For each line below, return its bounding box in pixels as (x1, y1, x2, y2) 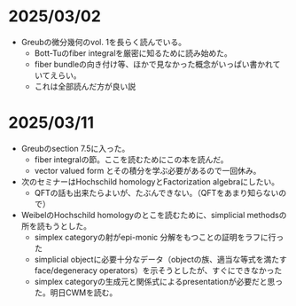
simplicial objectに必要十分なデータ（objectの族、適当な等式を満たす (34, 254, 287, 264)
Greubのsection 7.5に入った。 (20, 143, 130, 153)
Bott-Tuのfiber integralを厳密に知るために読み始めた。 (34, 47, 232, 59)
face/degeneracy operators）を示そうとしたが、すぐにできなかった (34, 264, 283, 276)
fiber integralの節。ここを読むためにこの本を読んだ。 (34, 153, 229, 165)
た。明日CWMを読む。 (34, 286, 118, 298)
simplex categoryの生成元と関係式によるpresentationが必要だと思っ (34, 276, 284, 286)
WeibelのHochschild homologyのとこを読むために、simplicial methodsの (20, 209, 287, 220)
